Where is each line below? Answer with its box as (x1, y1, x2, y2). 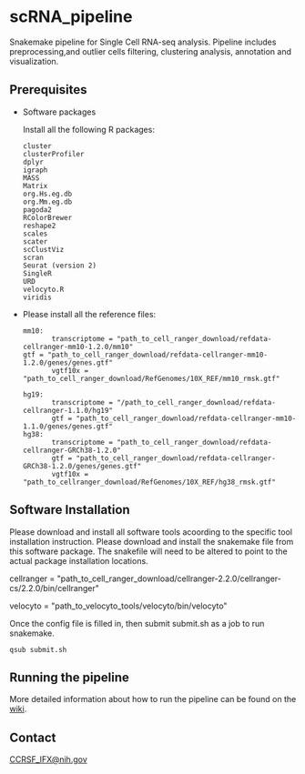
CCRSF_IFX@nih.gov (9, 754, 88, 765)
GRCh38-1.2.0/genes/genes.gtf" (22, 461, 142, 470)
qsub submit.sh (9, 645, 67, 654)
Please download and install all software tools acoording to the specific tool (9, 526, 293, 538)
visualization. (9, 55, 59, 66)
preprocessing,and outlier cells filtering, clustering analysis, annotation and (9, 45, 292, 56)
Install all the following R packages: (22, 124, 155, 135)
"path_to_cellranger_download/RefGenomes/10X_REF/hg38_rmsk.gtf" (22, 477, 276, 487)
